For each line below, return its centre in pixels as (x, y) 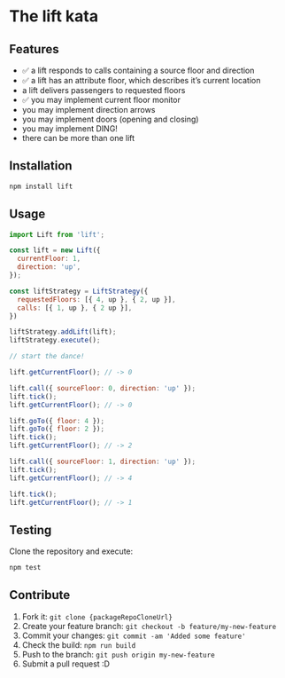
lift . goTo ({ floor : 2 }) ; (57, 429)
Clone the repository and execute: (71, 551)
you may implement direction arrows (89, 110)
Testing (31, 530)
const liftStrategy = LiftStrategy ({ (79, 291)
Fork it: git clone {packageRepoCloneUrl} (97, 616)
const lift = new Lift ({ (55, 250)
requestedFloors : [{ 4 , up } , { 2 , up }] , (96, 299)
